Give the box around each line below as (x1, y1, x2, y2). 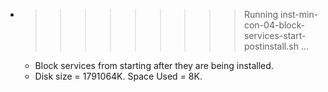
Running (243, 9, 279, 20)
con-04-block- (243, 19, 306, 31)
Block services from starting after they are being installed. (34, 60, 274, 71)
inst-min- (279, 9, 319, 20)
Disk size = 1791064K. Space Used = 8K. (34, 70, 203, 82)
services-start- (243, 30, 307, 41)
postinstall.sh (243, 40, 299, 52)
